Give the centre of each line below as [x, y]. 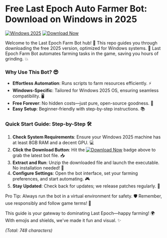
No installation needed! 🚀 [38, 167]
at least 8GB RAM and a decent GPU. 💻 [53, 142]
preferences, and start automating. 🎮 [51, 178]
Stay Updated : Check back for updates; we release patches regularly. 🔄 [86, 186]
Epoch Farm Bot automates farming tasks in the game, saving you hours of [82, 53]
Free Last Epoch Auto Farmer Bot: [76, 9]
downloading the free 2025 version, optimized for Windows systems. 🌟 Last [83, 48]
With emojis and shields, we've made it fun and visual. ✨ [63, 220]
